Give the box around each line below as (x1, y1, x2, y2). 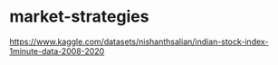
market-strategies (9, 6, 149, 27)
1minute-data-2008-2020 (9, 45, 105, 56)
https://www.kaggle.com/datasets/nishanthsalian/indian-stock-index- (9, 36, 269, 47)
